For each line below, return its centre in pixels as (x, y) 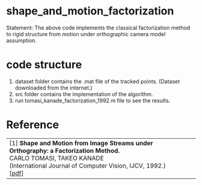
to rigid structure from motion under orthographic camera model (86, 34)
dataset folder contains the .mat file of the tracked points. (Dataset (97, 81)
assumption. (22, 40)
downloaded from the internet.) (54, 88)
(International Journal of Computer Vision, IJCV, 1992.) (88, 165)
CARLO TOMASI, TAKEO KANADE (57, 158)
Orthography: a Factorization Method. (65, 150)
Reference (32, 125)
